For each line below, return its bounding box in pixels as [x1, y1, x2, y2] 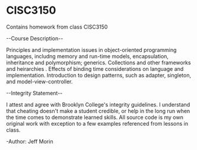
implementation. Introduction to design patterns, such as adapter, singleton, [6, 71, 192, 79]
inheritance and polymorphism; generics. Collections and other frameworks [6, 59, 191, 66]
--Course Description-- [6, 35, 63, 42]
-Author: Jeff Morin [6, 137, 53, 145]
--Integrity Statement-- [6, 89, 63, 96]
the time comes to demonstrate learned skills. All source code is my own [6, 114, 184, 121]
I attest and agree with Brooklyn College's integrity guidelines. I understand [6, 101, 190, 108]
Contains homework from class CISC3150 [6, 23, 108, 30]
